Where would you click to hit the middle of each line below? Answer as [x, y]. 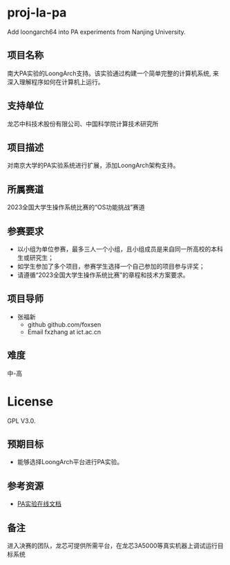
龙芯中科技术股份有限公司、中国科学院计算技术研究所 [83, 124]
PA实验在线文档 [39, 504]
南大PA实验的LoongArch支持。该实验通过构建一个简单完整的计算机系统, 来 [113, 73]
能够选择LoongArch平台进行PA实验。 [70, 462]
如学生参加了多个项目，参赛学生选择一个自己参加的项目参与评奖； [111, 266]
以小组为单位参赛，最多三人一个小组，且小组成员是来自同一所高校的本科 [120, 249]
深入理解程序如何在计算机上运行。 [56, 82]
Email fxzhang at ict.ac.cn [64, 332]
